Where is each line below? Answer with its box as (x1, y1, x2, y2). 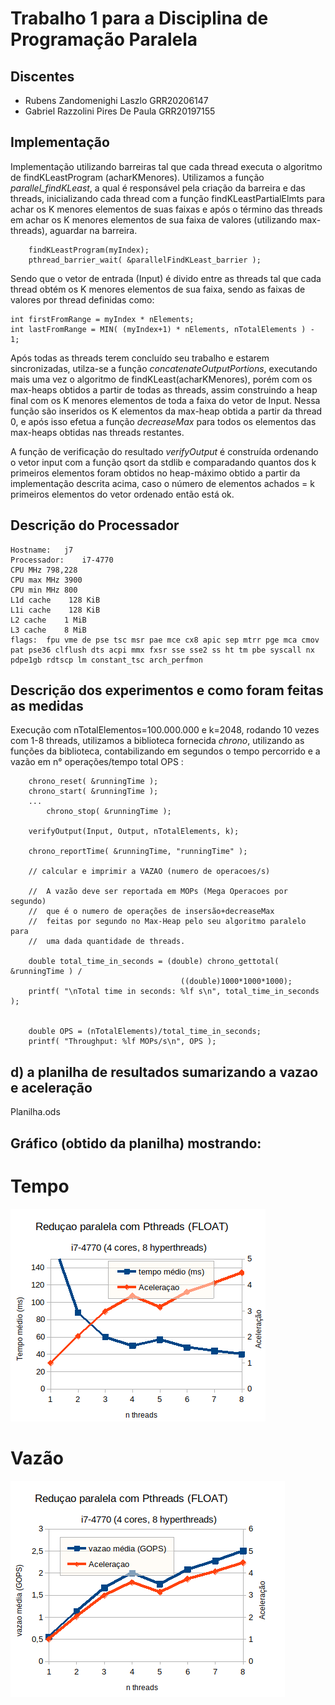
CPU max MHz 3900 (10, 575, 83, 585)
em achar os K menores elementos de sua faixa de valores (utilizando (10, 213, 298, 226)
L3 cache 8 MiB (10, 625, 87, 635)
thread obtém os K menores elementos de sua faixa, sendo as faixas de (10, 283, 306, 295)
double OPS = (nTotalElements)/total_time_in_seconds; (28, 1027, 262, 1037)
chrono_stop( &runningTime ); (46, 807, 172, 817)
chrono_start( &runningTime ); (28, 787, 159, 797)
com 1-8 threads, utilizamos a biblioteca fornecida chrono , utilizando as (10, 735, 305, 747)
